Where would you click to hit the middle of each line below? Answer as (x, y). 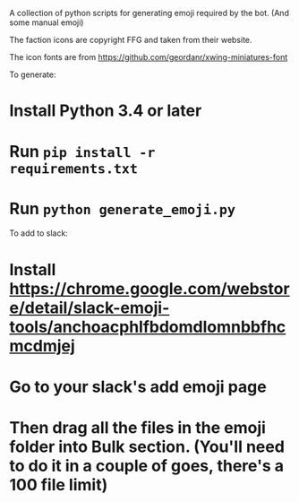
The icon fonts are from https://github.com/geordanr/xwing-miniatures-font (149, 57)
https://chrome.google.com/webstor (149, 288)
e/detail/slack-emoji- (90, 307)
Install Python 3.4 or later (106, 111)
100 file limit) (59, 485)
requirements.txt (74, 169)
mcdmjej (43, 346)
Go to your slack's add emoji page (138, 387)
